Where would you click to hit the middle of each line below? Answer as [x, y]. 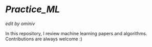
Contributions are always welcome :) [44, 39]
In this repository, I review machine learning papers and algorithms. [76, 33]
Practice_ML [33, 9]
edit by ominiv [20, 24]
